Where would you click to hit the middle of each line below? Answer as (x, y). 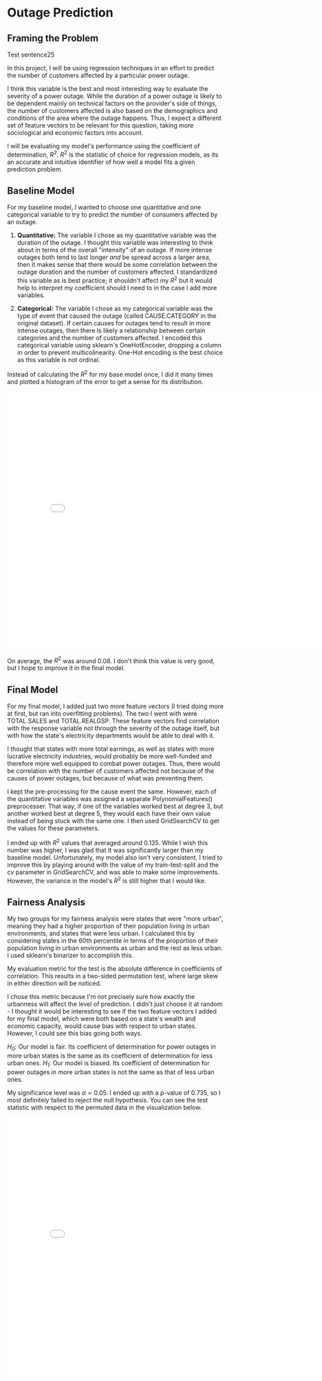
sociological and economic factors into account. (75, 133)
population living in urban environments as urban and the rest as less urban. (115, 948)
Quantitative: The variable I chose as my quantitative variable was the (117, 235)
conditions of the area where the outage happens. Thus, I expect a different (114, 118)
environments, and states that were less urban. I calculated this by (101, 934)
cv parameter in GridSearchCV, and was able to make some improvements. (114, 872)
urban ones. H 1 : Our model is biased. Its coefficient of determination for (108, 1064)
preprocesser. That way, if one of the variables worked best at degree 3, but (115, 806)
